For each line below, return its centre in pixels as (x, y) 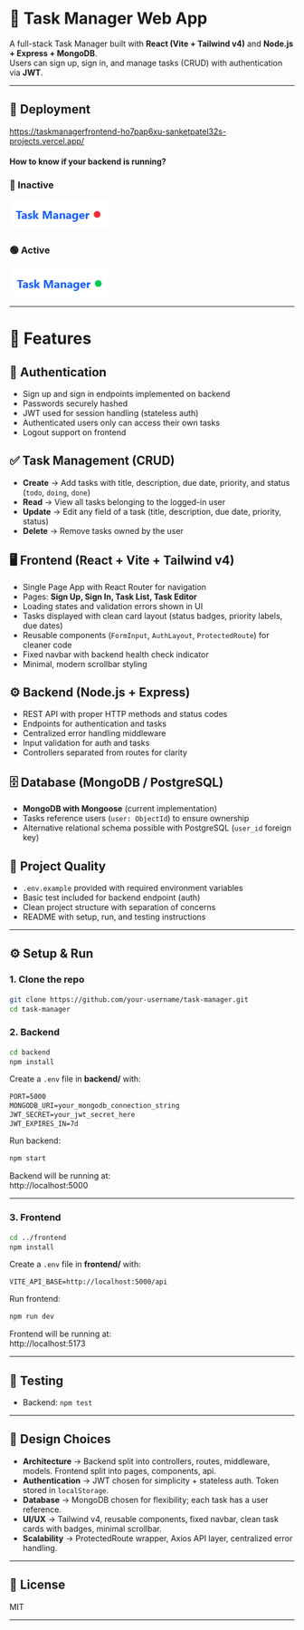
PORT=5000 (28, 1097)
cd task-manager (40, 1009)
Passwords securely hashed (75, 403)
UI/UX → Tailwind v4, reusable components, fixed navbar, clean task (150, 1518)
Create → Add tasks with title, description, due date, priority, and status (156, 482)
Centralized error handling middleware (94, 733)
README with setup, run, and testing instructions (114, 917)
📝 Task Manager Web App (109, 19)
